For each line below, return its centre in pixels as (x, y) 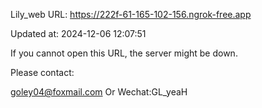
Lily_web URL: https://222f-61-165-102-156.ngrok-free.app (131, 14)
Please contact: (42, 72)
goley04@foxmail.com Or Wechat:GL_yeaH (99, 92)
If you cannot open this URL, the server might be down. (124, 53)
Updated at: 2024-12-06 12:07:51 (78, 33)
